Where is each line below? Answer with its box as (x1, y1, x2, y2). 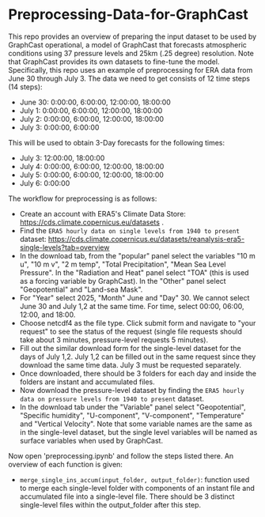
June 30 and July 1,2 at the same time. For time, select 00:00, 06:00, (19, 301, 244, 311)
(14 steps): (8, 81, 43, 92)
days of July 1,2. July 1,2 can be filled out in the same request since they (19, 352, 256, 361)
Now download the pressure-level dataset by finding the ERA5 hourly (19, 385, 244, 394)
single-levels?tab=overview (19, 243, 110, 252)
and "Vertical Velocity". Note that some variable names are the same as (19, 419, 253, 428)
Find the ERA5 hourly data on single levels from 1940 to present (19, 225, 240, 235)
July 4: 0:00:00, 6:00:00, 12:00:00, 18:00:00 (19, 161, 165, 171)
